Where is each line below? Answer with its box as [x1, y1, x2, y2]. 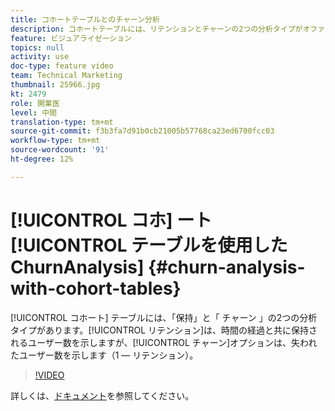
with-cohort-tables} [10, 277, 182, 300]
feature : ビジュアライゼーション [10, 33, 132, 43]
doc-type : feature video [10, 61, 114, 71]
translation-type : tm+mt [10, 117, 114, 127]
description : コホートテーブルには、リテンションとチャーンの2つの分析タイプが [10, 24, 303, 34]
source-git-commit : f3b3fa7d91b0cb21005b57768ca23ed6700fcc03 [10, 126, 275, 136]
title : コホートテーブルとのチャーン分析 [10, 14, 160, 25]
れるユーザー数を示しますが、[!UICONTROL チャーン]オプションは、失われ [10, 336, 318, 348]
